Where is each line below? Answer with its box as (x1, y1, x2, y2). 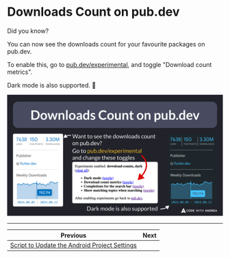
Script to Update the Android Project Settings (10, 241, 137, 250)
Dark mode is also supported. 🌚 (7, 81, 97, 89)
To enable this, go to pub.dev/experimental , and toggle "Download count (7, 60, 212, 68)
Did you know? (7, 27, 49, 35)
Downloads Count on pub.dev (7, 4, 180, 20)
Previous (60, 231, 87, 240)
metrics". (7, 68, 33, 76)
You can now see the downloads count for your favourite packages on (7, 40, 205, 48)
